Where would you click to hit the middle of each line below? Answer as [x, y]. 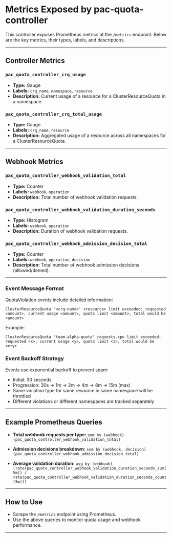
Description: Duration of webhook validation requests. [70, 231]
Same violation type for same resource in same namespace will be [83, 390]
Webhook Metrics [34, 162]
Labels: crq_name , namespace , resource [53, 91]
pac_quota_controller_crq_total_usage [54, 114]
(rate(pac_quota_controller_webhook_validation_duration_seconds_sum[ [90, 468]
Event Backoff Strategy [35, 358]
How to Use [24, 502]
